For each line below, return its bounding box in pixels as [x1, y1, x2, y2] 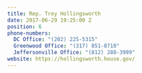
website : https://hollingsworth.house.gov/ [7, 56, 136, 63]
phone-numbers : [7, 29, 52, 37]
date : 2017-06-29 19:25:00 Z [7, 17, 92, 24]
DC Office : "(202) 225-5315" [13, 36, 98, 43]
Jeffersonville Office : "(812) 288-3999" [13, 49, 136, 56]
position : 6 [7, 23, 42, 30]
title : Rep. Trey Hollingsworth [7, 10, 101, 17]
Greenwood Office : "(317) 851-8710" [13, 42, 120, 49]
